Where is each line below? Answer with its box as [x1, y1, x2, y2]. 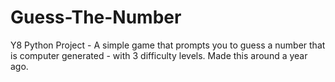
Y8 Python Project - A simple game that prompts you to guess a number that [10, 39, 326, 51]
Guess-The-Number [10, 6, 182, 29]
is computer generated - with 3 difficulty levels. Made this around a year [10, 49, 308, 61]
